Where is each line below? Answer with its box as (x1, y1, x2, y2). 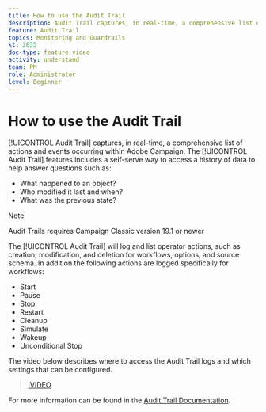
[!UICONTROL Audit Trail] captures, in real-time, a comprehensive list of (8, 138, 243, 147)
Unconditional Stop (19, 341, 83, 351)
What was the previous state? (19, 196, 117, 205)
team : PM (8, 63, 37, 71)
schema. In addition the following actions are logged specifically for (8, 258, 230, 268)
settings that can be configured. (8, 365, 113, 375)
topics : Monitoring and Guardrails (8, 33, 126, 42)
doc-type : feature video (8, 48, 90, 56)
